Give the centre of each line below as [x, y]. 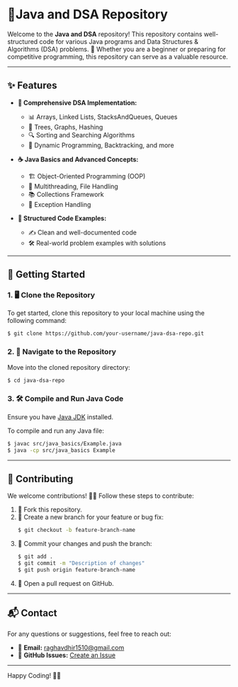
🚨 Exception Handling [59, 204]
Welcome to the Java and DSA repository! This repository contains [105, 34]
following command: [37, 321]
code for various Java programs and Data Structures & [119, 41]
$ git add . [35, 557]
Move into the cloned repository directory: [69, 367]
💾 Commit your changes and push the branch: [85, 544]
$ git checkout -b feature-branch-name [76, 530]
